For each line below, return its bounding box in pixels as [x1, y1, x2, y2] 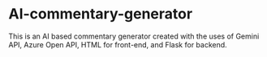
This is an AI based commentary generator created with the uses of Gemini [8, 31, 260, 41]
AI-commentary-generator [8, 5, 193, 23]
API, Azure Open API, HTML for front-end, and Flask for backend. [8, 39, 227, 49]
